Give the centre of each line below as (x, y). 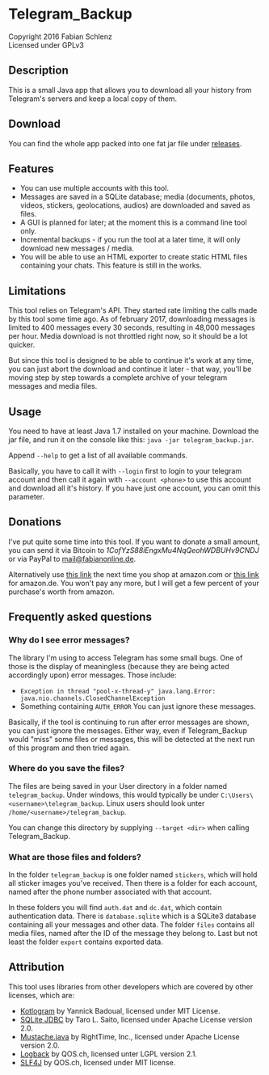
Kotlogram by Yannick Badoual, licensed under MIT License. (120, 1010)
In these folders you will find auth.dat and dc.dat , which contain (115, 908)
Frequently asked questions (80, 617)
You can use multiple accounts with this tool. (95, 188)
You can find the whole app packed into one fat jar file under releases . (125, 143)
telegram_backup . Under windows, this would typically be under (114, 795)
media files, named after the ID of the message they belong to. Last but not (133, 934)
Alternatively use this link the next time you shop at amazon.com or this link (134, 574)
